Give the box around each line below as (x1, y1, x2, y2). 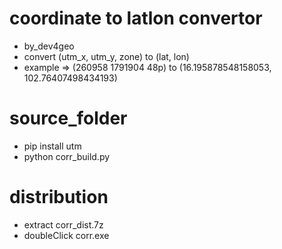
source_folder (9, 107, 128, 130)
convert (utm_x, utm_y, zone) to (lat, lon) (23, 50, 190, 62)
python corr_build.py (23, 150, 111, 162)
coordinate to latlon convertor (9, 7, 263, 30)
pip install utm (23, 140, 82, 152)
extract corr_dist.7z (23, 218, 104, 231)
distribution (9, 186, 109, 209)
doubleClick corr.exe (23, 229, 110, 241)
